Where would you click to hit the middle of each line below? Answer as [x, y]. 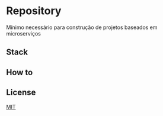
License [21, 93]
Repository [34, 11]
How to [20, 72]
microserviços [24, 33]
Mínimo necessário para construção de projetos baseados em [82, 27]
